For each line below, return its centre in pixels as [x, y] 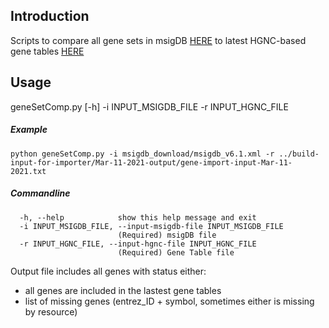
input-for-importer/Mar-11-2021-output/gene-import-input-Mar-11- [151, 162]
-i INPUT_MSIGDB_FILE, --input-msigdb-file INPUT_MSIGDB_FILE [151, 226]
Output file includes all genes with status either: [108, 271]
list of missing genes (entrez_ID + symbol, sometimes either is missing [169, 301]
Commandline [40, 193]
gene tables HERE [47, 51]
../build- [299, 154]
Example [29, 130]
